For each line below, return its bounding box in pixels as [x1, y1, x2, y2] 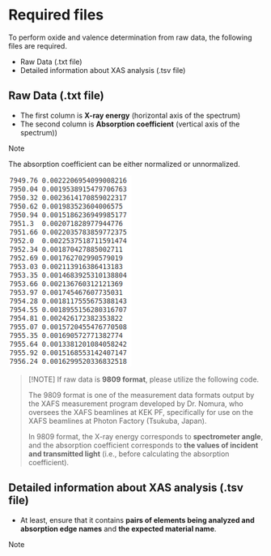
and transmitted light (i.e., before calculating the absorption [28, 448, 230, 459]
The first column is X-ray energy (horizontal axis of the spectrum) [19, 110, 241, 120]
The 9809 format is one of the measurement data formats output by [28, 390, 255, 400]
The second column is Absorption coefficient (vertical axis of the [19, 119, 240, 129]
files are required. [8, 41, 67, 50]
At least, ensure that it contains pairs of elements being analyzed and [19, 515, 255, 524]
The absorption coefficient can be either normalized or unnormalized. [8, 159, 240, 169]
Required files [8, 6, 104, 24]
